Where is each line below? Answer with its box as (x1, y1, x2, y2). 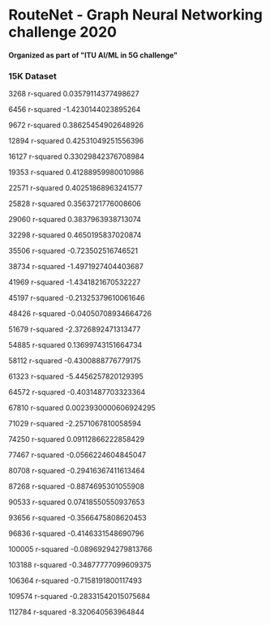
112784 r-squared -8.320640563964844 (8, 607, 145, 617)
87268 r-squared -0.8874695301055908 (8, 482, 144, 491)
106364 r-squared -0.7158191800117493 (8, 576, 143, 585)
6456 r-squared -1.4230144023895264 (8, 105, 141, 114)
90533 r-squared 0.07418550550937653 (8, 497, 145, 507)
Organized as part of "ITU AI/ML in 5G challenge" (8, 50, 178, 60)
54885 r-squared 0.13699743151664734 (8, 340, 143, 350)
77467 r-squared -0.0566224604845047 (8, 450, 147, 460)
